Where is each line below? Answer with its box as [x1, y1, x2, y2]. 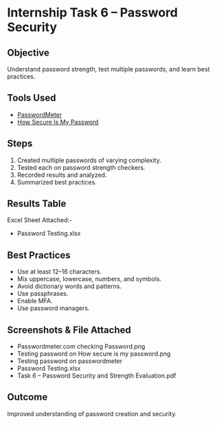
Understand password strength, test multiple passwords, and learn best [7, 65, 210, 73]
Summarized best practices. [16, 177, 98, 186]
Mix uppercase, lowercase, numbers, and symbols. [16, 275, 162, 283]
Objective [7, 47, 50, 58]
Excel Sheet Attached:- [7, 216, 73, 224]
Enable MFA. [16, 297, 53, 305]
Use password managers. [16, 304, 90, 312]
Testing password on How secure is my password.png [16, 349, 171, 358]
